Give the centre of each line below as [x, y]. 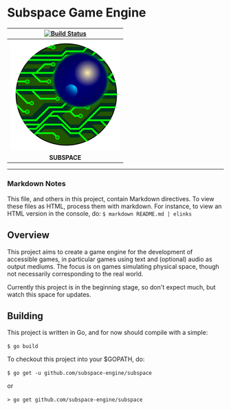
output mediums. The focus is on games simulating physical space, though [113, 266]
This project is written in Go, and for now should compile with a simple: [108, 333]
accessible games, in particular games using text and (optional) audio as [110, 259]
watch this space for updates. [49, 294]
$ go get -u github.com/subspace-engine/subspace [80, 373]
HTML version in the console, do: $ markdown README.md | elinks [100, 213]
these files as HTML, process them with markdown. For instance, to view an [114, 206]
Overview [29, 235]
